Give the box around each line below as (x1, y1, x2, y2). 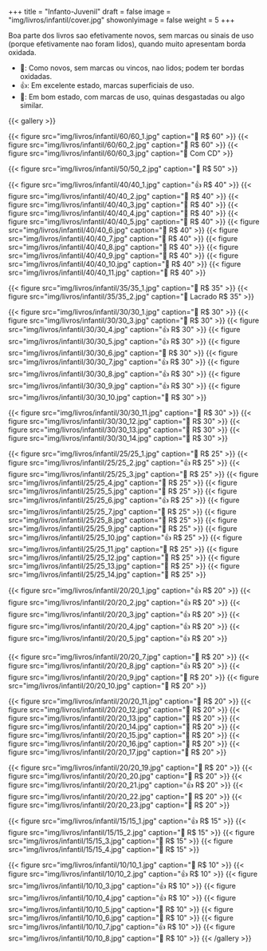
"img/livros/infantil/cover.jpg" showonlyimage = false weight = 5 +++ (8, 15, 235, 25)
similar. (19, 101, 44, 110)
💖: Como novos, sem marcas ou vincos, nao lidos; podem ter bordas (19, 63, 245, 73)
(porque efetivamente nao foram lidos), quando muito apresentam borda (8, 39, 246, 49)
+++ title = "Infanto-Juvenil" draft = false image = (8, 7, 171, 16)
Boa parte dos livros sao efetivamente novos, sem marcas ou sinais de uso (8, 31, 254, 40)
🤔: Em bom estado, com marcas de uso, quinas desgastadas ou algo (19, 92, 245, 101)
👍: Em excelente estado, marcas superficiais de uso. (19, 81, 194, 90)
